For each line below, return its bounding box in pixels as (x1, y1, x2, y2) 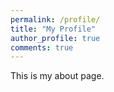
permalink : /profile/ (10, 14, 101, 25)
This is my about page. (10, 70, 105, 82)
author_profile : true (10, 33, 101, 43)
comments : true (10, 42, 74, 53)
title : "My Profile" (10, 24, 97, 34)
